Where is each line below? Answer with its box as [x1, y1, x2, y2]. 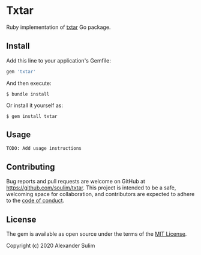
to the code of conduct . [6, 197, 65, 204]
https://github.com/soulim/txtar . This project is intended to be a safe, [6, 184, 176, 191]
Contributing [6, 162, 55, 172]
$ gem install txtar [6, 113, 58, 119]
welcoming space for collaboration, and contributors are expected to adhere [6, 191, 195, 198]
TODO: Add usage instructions [6, 146, 82, 152]
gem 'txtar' [6, 69, 36, 75]
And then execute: [6, 79, 52, 87]
